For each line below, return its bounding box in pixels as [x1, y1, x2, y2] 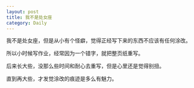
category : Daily [6, 20, 47, 26]
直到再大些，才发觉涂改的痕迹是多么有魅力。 [6, 75, 117, 83]
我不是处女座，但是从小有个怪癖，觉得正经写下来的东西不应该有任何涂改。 [6, 37, 191, 44]
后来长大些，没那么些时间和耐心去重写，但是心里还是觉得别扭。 [6, 62, 164, 69]
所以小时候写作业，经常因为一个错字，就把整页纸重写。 [6, 50, 143, 57]
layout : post [6, 8, 39, 15]
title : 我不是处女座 [6, 14, 52, 20]
